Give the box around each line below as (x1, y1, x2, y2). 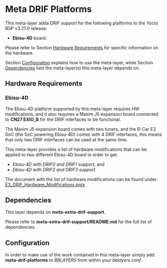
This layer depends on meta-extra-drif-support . (5, 209, 106, 215)
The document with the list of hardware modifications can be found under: (5, 176, 158, 182)
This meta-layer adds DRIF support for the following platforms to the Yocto (5, 20, 159, 26)
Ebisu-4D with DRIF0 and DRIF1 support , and (12, 161, 105, 167)
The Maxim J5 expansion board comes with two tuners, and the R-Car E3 (5, 126, 156, 132)
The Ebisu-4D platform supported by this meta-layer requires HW (5, 106, 140, 112)
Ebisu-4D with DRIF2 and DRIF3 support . (12, 166, 97, 173)
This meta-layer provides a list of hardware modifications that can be (5, 146, 147, 152)
